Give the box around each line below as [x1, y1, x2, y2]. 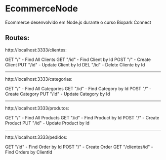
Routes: [5, 34, 30, 42]
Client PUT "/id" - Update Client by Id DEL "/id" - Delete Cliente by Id [5, 61, 145, 67]
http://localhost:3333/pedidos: [5, 134, 68, 140]
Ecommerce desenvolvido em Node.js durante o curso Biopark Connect [5, 19, 152, 25]
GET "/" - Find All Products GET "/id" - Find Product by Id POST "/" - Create [5, 114, 160, 120]
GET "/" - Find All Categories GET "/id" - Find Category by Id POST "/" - [5, 85, 152, 92]
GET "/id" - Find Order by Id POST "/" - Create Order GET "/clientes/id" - [5, 144, 153, 150]
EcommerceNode [5, 3, 78, 14]
